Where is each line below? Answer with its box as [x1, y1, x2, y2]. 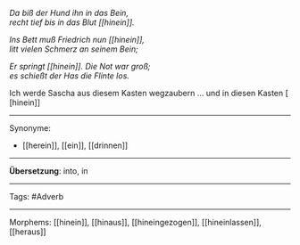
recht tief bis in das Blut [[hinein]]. [9, 17, 136, 28]
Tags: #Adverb [9, 192, 64, 201]
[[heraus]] [9, 226, 46, 237]
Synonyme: [9, 123, 51, 133]
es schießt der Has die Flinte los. [9, 70, 129, 81]
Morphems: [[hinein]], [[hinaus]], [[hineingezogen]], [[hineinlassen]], [9, 217, 262, 227]
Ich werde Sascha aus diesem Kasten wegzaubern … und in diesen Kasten [9, 88, 284, 98]
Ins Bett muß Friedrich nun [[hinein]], [9, 35, 146, 45]
